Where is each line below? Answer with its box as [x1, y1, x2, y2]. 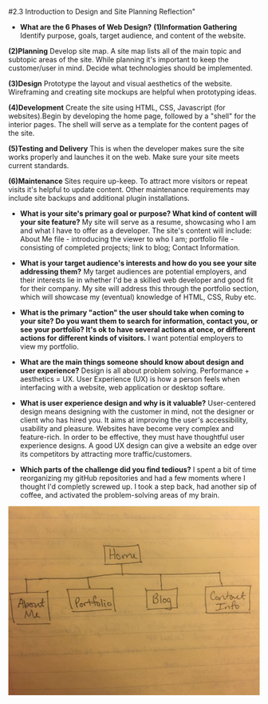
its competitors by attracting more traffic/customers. [19, 450, 193, 458]
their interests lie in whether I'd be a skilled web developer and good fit [19, 275, 254, 285]
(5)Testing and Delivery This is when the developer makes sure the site [8, 144, 245, 153]
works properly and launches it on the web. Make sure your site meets [8, 152, 240, 162]
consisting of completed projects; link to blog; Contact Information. [19, 243, 241, 252]
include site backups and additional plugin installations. [8, 194, 190, 202]
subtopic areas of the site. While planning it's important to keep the [8, 55, 229, 64]
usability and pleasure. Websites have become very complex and [19, 424, 234, 433]
